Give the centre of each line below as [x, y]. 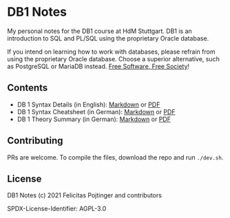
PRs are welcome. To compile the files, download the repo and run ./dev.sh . [115, 157]
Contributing [35, 141]
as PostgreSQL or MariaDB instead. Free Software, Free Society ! [98, 66]
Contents [28, 88]
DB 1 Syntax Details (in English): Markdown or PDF [88, 105]
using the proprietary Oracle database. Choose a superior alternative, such [114, 58]
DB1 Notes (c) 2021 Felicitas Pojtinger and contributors [84, 195]
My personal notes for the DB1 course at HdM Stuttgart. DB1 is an [100, 31]
